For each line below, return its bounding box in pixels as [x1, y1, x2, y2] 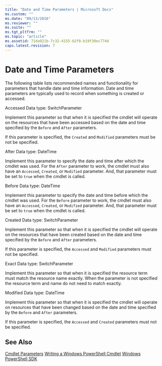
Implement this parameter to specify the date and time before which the [5, 192, 148, 198]
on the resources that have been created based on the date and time [5, 231, 142, 238]
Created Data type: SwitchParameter [5, 217, 78, 223]
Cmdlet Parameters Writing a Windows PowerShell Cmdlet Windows [5, 351, 141, 357]
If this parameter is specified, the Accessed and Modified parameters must [5, 246, 151, 252]
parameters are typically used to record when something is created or [5, 90, 144, 96]
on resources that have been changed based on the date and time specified [5, 304, 156, 310]
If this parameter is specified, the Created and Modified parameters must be [5, 134, 156, 140]
